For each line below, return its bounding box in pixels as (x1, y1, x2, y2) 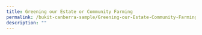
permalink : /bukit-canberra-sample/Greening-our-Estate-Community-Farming (6, 14, 198, 20)
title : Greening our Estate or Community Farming (6, 8, 133, 15)
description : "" (6, 20, 47, 26)
